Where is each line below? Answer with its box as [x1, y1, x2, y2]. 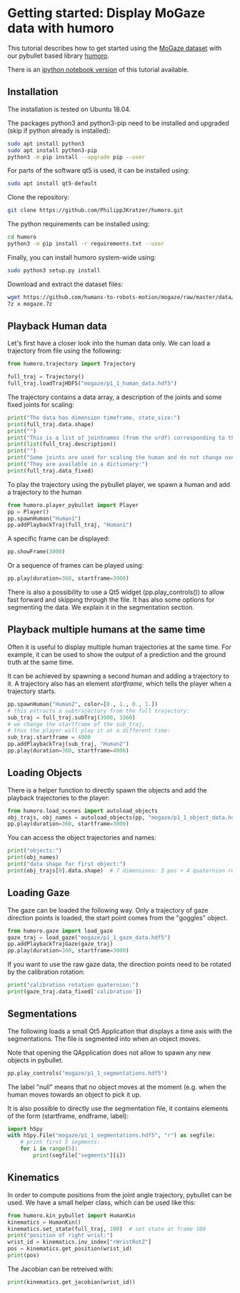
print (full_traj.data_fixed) [7, 467, 94, 474]
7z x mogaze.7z [7, 300, 53, 308]
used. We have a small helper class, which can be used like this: [7, 1198, 196, 1207]
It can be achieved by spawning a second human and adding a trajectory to [7, 671, 230, 680]
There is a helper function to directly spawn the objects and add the [7, 785, 207, 794]
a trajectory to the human [7, 488, 82, 496]
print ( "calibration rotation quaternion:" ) [7, 982, 139, 989]
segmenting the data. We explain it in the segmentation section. [7, 603, 195, 612]
